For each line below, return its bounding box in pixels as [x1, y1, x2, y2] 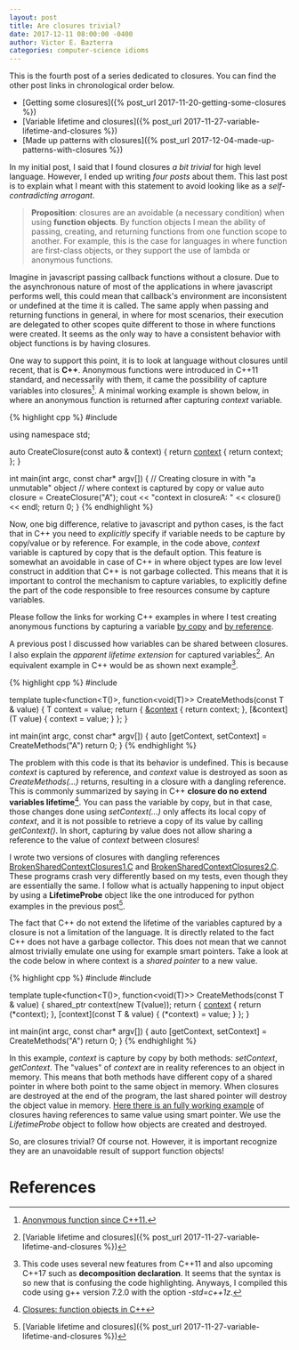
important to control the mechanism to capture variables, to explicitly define [9, 575, 287, 586]
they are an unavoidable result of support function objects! [9, 1145, 225, 1157]
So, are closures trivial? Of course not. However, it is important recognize [9, 1136, 278, 1147]
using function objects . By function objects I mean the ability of [30, 217, 266, 228]
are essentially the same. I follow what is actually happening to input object [9, 880, 285, 891]
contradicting [9, 190, 59, 201]
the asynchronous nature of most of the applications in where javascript [9, 281, 273, 292]
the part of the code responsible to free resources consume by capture [9, 585, 271, 595]
